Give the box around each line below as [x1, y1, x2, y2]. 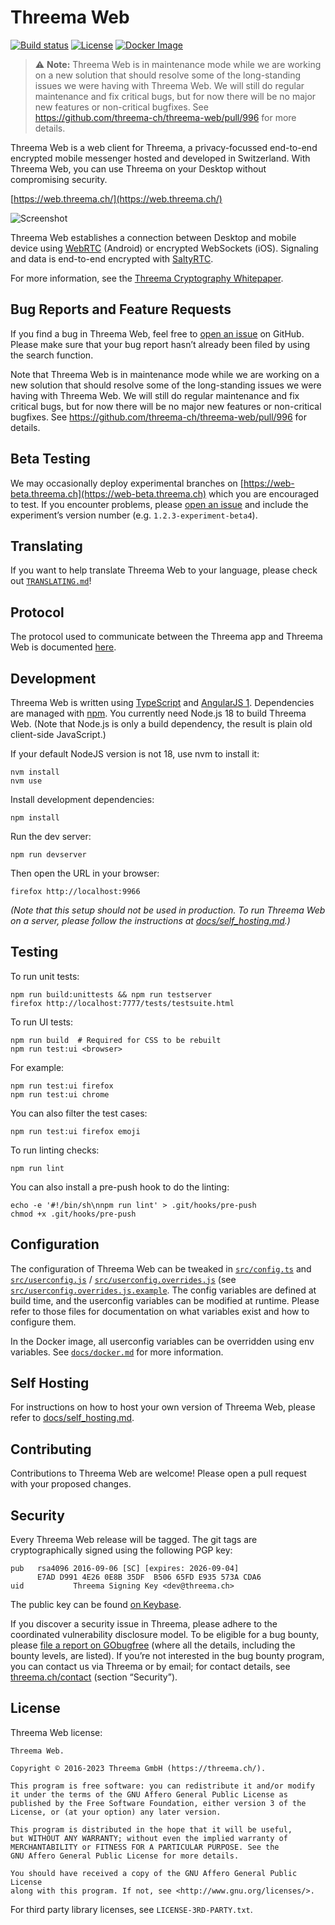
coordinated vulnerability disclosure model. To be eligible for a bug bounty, [10, 1629, 320, 1641]
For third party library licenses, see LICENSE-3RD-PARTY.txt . [10, 1903, 253, 1915]
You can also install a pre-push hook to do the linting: [10, 1181, 230, 1193]
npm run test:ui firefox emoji [10, 1126, 141, 1136]
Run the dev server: [10, 831, 92, 842]
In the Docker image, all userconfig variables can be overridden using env [10, 1335, 315, 1347]
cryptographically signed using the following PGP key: [10, 1544, 233, 1556]
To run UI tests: [10, 1016, 74, 1028]
